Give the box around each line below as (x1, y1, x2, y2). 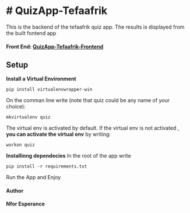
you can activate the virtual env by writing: (6, 131, 111, 138)
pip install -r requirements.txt (6, 163, 87, 170)
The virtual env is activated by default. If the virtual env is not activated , (6, 124, 180, 132)
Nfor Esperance (6, 200, 45, 207)
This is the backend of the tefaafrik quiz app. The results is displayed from (6, 23, 185, 30)
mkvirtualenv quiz (6, 114, 51, 120)
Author (6, 187, 24, 194)
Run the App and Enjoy (6, 174, 61, 181)
